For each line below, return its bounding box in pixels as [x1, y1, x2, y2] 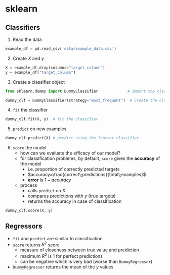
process [20, 182, 37, 188]
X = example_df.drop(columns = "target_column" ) [5, 65, 105, 70]
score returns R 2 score [12, 241, 60, 248]
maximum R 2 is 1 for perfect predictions [20, 252, 103, 259]
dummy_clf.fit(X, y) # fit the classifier [5, 117, 99, 122]
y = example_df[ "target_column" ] [5, 70, 76, 75]
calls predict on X [27, 188, 66, 194]
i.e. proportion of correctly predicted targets [27, 166, 120, 172]
